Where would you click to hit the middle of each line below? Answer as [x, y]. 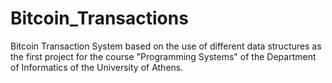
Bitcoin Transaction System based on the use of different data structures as [166, 46]
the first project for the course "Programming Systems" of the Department [163, 56]
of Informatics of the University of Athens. [97, 67]
